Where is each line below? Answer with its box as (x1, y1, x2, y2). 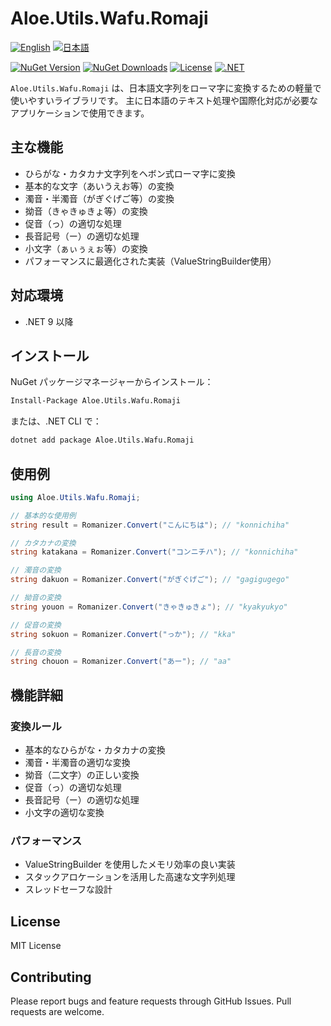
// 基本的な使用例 (10, 510, 77, 521)
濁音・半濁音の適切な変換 (24, 757, 131, 768)
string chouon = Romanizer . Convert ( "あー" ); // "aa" (10, 657, 232, 667)
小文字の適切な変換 (24, 807, 105, 818)
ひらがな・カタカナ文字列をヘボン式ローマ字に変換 (24, 167, 236, 179)
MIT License (10, 940, 62, 952)
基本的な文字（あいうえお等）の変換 (24, 180, 175, 192)
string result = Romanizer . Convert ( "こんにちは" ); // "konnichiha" (10, 520, 290, 530)
